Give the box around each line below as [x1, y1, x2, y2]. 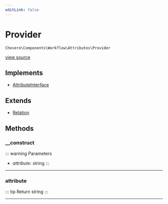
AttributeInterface [12, 82, 49, 88]
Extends [5, 96, 31, 105]
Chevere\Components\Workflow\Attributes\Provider [5, 45, 111, 50]
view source [5, 54, 30, 60]
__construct [5, 139, 35, 146]
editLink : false [5, 7, 39, 12]
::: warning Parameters [5, 150, 52, 156]
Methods [5, 124, 34, 132]
